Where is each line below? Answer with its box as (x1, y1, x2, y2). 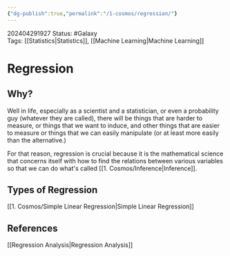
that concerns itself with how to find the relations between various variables (7, 156, 223, 165)
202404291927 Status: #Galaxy (7, 29, 98, 37)
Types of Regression (7, 184, 98, 196)
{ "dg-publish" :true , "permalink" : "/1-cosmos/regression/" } (7, 10, 178, 17)
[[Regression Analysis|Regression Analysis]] (7, 241, 133, 249)
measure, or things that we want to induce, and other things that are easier (7, 121, 220, 129)
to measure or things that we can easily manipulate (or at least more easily (7, 129, 219, 137)
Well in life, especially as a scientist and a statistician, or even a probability (7, 107, 219, 115)
